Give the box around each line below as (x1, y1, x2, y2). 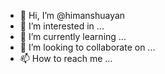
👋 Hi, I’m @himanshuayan (19, 10, 126, 21)
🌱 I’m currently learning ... (19, 31, 127, 42)
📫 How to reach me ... (19, 53, 113, 64)
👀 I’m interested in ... (19, 20, 105, 32)
